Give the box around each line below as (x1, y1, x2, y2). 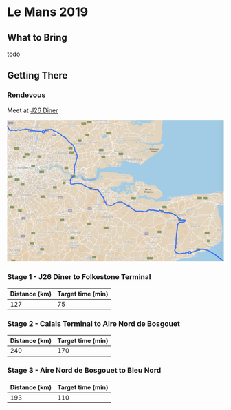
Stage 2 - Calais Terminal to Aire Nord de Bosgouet (7, 318, 180, 328)
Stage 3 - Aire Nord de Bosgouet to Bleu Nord (7, 366, 162, 376)
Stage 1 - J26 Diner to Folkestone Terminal (7, 272, 151, 282)
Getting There (7, 70, 68, 81)
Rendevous (7, 90, 46, 100)
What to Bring (7, 32, 67, 43)
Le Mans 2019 (7, 4, 89, 20)
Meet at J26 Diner (7, 106, 58, 114)
